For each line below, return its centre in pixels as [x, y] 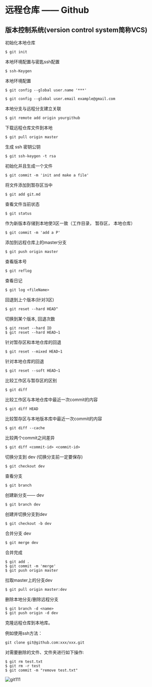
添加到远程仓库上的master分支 [36, 242]
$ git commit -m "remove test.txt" [42, 670]
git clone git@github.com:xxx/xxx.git [45, 643]
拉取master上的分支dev [29, 580]
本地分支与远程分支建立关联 [33, 108]
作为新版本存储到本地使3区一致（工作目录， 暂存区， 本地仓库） [70, 223]
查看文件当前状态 [22, 204]
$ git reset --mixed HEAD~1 [34, 352]
